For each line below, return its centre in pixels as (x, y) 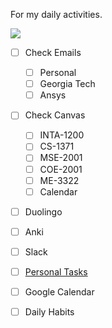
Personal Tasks (56, 271)
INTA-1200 (62, 135)
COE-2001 (61, 169)
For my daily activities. (56, 14)
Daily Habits (49, 312)
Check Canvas (55, 115)
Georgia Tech (67, 84)
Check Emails (53, 52)
